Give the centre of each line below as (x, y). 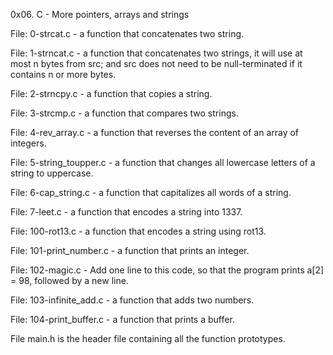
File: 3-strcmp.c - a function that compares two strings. (124, 113)
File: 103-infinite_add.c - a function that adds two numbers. (132, 300)
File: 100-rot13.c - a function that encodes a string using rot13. (138, 231)
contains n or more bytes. (63, 74)
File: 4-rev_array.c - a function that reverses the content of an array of (155, 132)
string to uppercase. (52, 173)
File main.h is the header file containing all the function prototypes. (148, 338)
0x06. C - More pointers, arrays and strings (100, 14)
